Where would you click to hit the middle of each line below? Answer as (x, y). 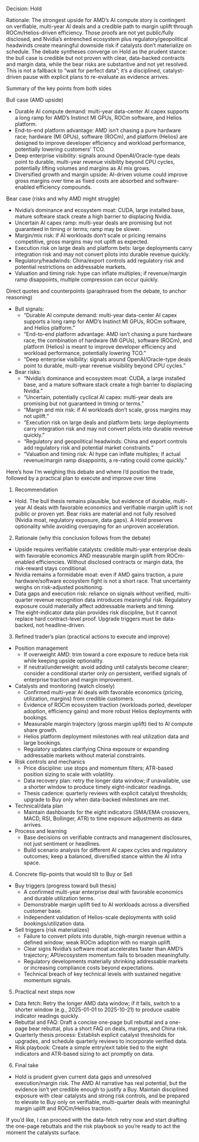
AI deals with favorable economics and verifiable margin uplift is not (110, 507)
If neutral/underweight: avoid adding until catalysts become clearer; (106, 667)
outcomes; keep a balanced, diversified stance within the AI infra (103, 856)
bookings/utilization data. (54, 923)
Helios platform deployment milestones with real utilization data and (106, 736)
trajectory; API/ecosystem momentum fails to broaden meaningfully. (107, 955)
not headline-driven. (61, 625)
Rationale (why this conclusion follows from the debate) (83, 538)
